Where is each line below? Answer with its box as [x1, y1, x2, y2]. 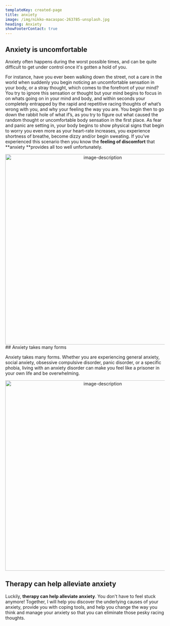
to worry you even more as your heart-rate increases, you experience [5, 127, 150, 134]
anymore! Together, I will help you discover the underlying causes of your [5, 599, 158, 605]
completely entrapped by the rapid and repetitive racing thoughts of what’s [5, 101, 161, 107]
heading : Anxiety [5, 21, 42, 27]
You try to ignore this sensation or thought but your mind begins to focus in [5, 90, 162, 96]
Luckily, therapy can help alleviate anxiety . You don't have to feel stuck [5, 593, 156, 599]
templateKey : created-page [5, 7, 62, 13]
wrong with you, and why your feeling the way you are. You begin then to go [5, 106, 164, 112]
